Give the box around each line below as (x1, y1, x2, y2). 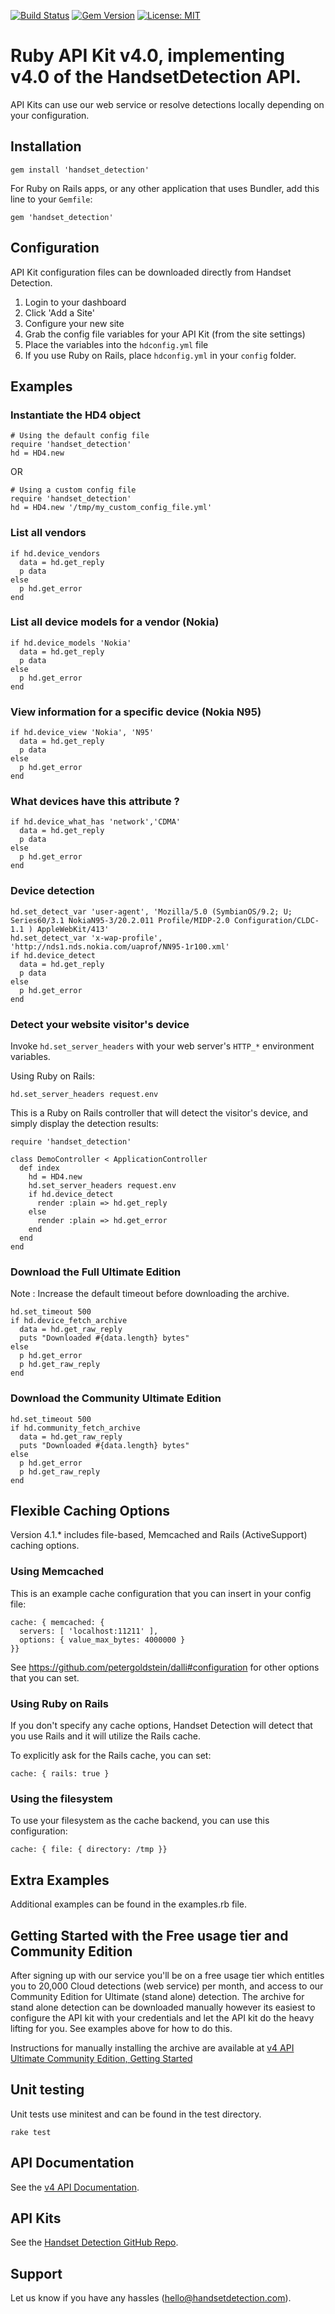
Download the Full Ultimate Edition (10, 1265, 182, 1279)
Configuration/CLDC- (233, 915, 320, 925)
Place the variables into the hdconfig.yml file (24, 338, 209, 350)
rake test (10, 2127, 52, 2137)
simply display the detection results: (10, 1118, 159, 1130)
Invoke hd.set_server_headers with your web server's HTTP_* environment (10, 1040, 315, 1052)
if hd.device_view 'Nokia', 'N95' (10, 728, 155, 738)
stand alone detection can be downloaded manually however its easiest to (10, 2001, 316, 2013)
